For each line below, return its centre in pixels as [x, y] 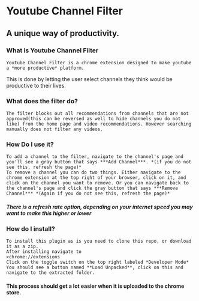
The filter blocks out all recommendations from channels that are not [97, 114]
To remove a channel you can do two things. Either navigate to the [94, 172]
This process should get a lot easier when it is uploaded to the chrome [95, 286]
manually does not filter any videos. [55, 129]
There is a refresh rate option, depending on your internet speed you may [99, 207]
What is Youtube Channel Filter [52, 50]
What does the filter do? [42, 101]
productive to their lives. [36, 85]
